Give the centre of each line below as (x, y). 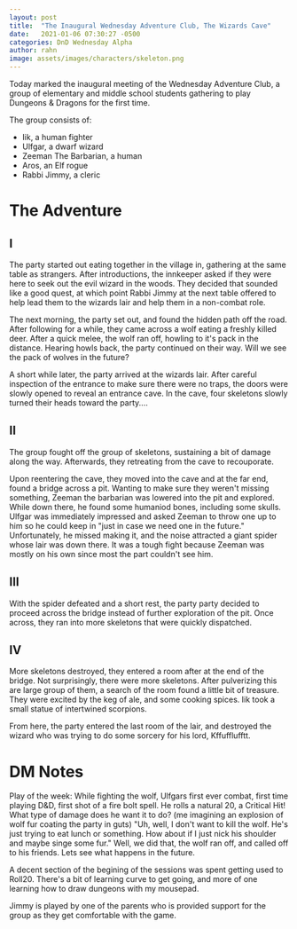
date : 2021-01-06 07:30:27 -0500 (75, 34)
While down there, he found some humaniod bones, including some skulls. (145, 507)
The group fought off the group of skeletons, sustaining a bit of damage (140, 452)
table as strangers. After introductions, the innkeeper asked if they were (141, 274)
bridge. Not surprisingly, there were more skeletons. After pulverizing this (143, 681)
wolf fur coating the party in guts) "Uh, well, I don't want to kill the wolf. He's (148, 824)
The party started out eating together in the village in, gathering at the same (148, 264)
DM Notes (47, 772)
